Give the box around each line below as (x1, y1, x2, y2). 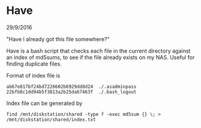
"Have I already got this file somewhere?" (6, 35, 110, 42)
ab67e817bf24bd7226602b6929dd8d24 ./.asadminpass (6, 83, 137, 90)
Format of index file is (6, 72, 61, 79)
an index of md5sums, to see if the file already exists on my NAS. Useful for (6, 53, 195, 61)
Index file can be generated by (6, 99, 83, 107)
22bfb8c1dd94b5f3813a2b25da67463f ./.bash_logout (6, 89, 137, 95)
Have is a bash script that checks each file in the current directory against (6, 47, 191, 55)
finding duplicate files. (6, 60, 62, 67)
